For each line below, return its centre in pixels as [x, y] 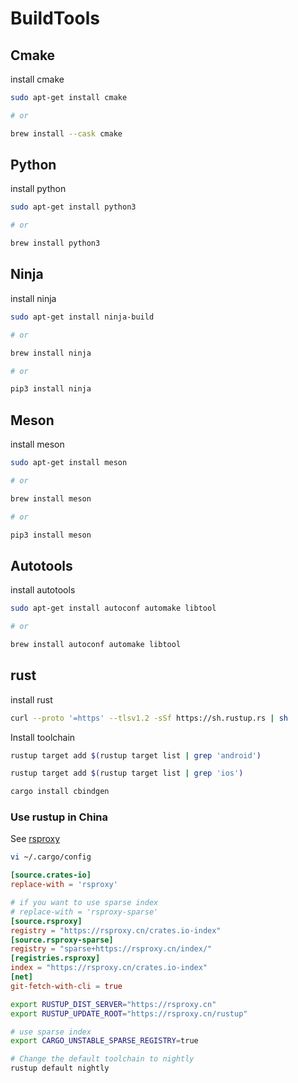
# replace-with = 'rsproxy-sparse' [84, 912]
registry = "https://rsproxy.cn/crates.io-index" [116, 930]
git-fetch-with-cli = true [66, 986]
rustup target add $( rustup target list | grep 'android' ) [136, 755]
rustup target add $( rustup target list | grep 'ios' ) [127, 773]
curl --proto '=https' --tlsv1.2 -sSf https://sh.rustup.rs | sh [149, 718]
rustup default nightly [60, 1068]
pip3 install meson [51, 535]
